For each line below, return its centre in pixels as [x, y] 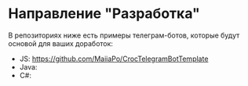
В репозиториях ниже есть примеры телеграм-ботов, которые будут [124, 35]
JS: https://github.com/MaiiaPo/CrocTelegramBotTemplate [114, 59]
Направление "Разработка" [104, 14]
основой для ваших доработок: [61, 43]
